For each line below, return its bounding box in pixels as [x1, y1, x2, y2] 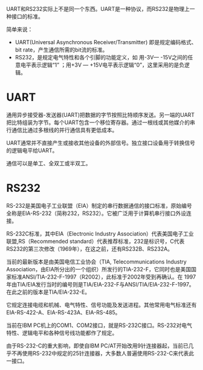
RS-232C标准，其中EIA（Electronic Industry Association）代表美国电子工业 [6, 230, 195, 237]
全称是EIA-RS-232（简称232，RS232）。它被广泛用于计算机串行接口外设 [6, 210, 186, 217]
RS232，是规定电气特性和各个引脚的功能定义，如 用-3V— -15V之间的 [14, 54, 188, 61]
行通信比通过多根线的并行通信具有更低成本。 [6, 126, 118, 133]
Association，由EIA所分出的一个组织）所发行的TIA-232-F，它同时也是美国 [6, 265, 192, 273]
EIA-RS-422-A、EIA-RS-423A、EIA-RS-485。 [6, 308, 121, 316]
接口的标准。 [11, 13, 43, 20]
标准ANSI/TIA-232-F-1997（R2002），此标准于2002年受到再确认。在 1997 [11, 273, 196, 280]
